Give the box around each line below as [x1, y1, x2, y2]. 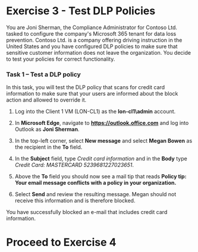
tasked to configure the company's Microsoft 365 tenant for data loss [6, 30, 177, 37]
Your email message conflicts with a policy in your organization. [14, 179, 177, 187]
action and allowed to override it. [6, 96, 87, 103]
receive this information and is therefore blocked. [14, 197, 136, 204]
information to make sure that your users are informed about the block [6, 90, 178, 97]
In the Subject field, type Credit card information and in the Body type [14, 155, 187, 162]
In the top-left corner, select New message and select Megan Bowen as [14, 137, 193, 144]
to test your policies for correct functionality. [6, 55, 115, 62]
